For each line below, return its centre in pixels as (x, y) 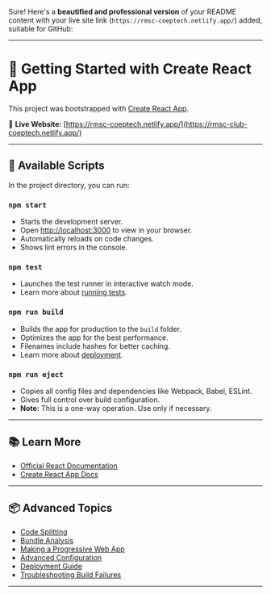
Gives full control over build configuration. (90, 400)
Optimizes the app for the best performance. (94, 337)
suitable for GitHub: (41, 29)
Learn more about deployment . (71, 354)
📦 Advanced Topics (60, 508)
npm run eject (36, 374)
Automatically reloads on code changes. (87, 239)
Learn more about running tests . (73, 292)
